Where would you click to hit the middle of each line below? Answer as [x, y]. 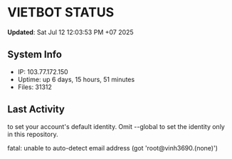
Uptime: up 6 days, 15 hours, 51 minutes [76, 79]
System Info [35, 55]
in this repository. [33, 134]
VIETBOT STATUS [61, 12]
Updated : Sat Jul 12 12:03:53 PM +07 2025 [70, 32]
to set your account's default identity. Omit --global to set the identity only [116, 126]
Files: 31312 [35, 87]
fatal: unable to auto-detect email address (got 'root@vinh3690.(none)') [113, 148]
